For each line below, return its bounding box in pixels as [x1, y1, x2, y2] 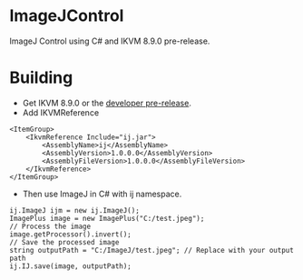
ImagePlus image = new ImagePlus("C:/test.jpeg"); [9, 214, 205, 223]
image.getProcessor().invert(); [9, 229, 132, 239]
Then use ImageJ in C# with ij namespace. [22, 188, 182, 199]
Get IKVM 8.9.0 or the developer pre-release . [22, 97, 192, 108]
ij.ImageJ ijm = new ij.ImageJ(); [9, 205, 141, 215]
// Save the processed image [9, 237, 120, 246]
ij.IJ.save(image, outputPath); [9, 261, 132, 271]
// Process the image [9, 222, 92, 231]
